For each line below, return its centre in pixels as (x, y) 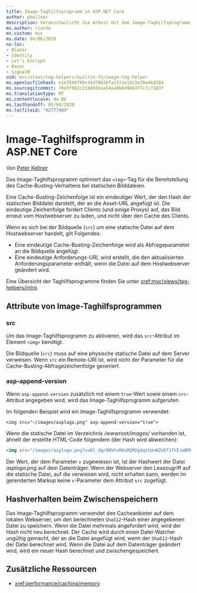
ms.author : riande (28, 28)
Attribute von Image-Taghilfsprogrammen (84, 306)
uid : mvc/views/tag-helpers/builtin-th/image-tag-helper (77, 77)
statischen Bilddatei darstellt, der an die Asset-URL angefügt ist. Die (88, 203)
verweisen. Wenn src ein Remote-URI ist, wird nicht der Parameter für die (95, 360)
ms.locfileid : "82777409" (38, 110)
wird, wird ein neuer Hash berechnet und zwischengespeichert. (83, 551)
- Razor (16, 66)
